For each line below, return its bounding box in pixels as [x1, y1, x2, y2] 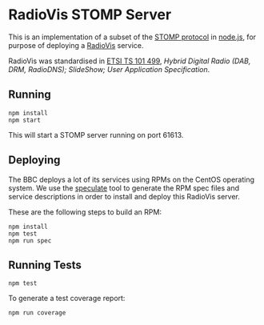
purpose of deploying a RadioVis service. [8, 40, 144, 50]
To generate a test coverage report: [8, 294, 126, 303]
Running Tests [8, 258, 82, 271]
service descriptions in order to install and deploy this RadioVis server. [8, 191, 240, 201]
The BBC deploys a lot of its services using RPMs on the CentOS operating [8, 175, 254, 184]
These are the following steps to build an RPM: [8, 207, 162, 217]
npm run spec [8, 236, 52, 245]
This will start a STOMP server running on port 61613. [8, 130, 184, 139]
